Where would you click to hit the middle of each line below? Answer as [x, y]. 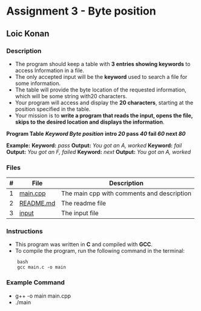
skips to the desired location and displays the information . [90, 122]
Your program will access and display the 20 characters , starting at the [104, 102]
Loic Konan [28, 34]
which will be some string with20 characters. [71, 96]
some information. [38, 83]
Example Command [36, 283]
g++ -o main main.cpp [43, 296]
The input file [80, 213]
